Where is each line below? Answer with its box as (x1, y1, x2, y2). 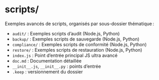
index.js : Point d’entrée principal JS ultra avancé (12, 52, 118, 58)
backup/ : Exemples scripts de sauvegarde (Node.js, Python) (12, 36, 140, 42)
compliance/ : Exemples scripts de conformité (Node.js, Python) (12, 41, 147, 47)
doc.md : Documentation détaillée (12, 57, 82, 64)
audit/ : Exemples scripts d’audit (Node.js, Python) (12, 30, 120, 36)
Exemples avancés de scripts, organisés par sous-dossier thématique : (5, 21, 154, 27)
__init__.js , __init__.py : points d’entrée (12, 63, 101, 69)
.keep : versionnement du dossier (12, 68, 83, 75)
